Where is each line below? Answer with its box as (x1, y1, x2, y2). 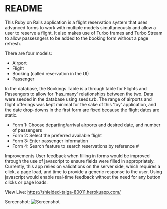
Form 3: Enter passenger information (12, 138, 88, 144)
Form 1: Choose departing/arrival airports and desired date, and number (12, 122, 161, 128)
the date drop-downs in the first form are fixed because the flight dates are (5, 107, 160, 113)
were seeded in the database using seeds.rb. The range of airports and (5, 96, 152, 102)
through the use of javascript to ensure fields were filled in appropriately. (5, 158, 155, 164)
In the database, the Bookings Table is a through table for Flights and (5, 85, 147, 91)
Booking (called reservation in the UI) (12, 70, 89, 76)
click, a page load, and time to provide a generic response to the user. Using (5, 168, 162, 175)
